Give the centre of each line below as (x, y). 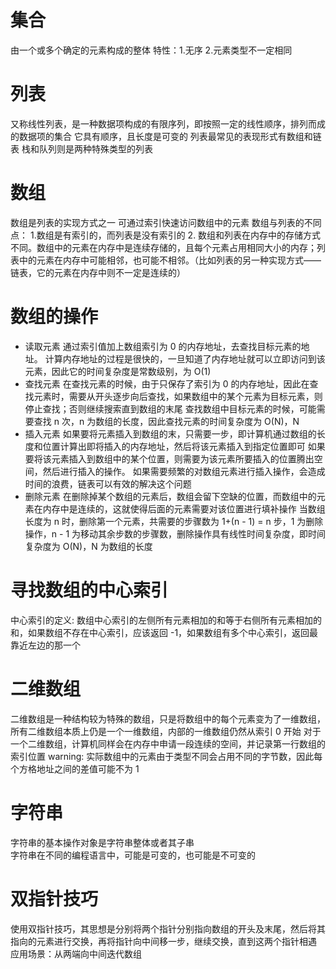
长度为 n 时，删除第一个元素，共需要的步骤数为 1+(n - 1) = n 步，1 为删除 (174, 521)
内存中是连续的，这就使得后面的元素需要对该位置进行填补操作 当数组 (184, 508)
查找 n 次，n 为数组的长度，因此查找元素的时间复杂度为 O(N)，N (166, 421)
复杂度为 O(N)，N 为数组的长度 (88, 546)
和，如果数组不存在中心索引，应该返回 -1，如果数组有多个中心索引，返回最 (164, 632)
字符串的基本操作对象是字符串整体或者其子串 (102, 842)
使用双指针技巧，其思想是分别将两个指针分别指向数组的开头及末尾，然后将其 (168, 928)
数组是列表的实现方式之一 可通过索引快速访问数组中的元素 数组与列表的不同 (166, 222)
